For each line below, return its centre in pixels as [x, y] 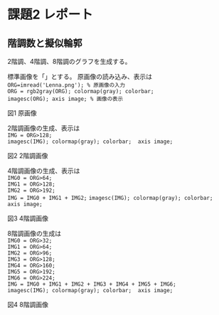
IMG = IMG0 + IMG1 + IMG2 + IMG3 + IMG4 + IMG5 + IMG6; [92, 284]
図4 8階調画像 [28, 304]
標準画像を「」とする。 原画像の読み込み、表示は [80, 76]
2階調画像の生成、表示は [44, 128]
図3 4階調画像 [28, 218]
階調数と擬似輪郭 [45, 43]
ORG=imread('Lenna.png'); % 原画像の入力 [66, 85]
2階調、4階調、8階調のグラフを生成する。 [69, 62]
